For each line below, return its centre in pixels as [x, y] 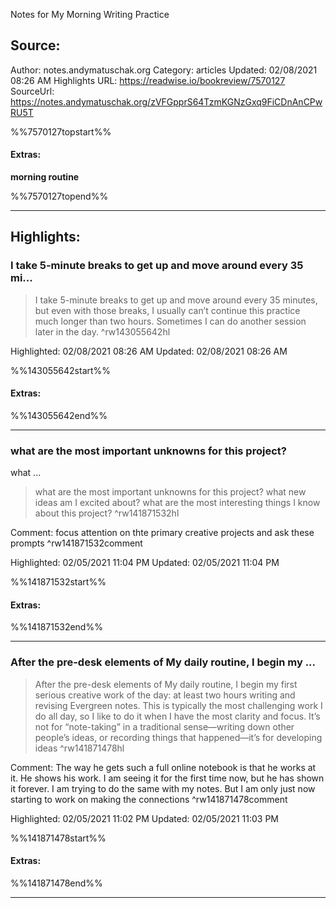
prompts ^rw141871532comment [76, 543]
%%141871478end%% [56, 883]
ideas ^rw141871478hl [79, 748]
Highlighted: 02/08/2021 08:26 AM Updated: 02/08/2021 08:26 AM [149, 351]
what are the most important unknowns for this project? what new [170, 492]
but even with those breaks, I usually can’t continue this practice [167, 310]
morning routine [45, 177]
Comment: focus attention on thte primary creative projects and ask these [162, 533]
